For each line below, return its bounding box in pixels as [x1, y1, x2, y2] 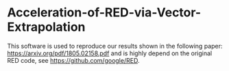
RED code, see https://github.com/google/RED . [7, 56, 140, 64]
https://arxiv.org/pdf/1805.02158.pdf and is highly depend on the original [7, 49, 213, 57]
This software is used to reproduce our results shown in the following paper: [7, 42, 223, 50]
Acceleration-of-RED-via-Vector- [7, 5, 201, 20]
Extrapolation [7, 19, 86, 35]
